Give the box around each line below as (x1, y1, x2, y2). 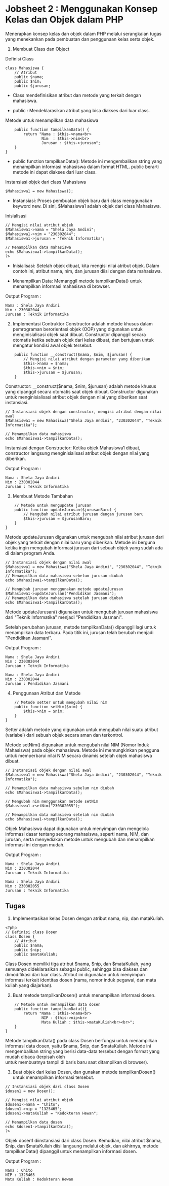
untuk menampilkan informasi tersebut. (12, 1074, 95, 1080)
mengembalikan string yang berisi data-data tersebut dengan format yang (5, 1048, 160, 1054)
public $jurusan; (14, 83, 51, 88)
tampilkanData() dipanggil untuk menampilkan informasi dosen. (5, 1148, 138, 1154)
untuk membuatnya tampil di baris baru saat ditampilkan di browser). (5, 1059, 148, 1065)
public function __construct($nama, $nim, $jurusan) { (14, 352, 133, 357)
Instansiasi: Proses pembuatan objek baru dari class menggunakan (12, 197, 153, 204)
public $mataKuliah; (14, 951, 58, 957)
